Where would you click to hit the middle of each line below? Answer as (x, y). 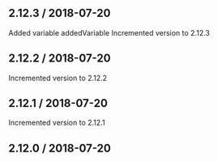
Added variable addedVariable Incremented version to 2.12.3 (109, 32)
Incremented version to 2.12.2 (58, 78)
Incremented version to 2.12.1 (57, 123)
